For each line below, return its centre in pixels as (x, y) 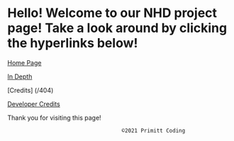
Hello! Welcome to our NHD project (112, 13)
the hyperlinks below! (73, 43)
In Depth (20, 77)
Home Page (24, 62)
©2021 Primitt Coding (154, 130)
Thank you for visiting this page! (54, 118)
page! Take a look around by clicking (117, 28)
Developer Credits (34, 103)
